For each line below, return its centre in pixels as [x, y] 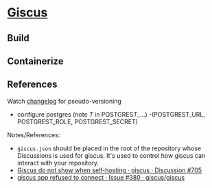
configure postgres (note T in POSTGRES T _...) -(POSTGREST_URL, [111, 114]
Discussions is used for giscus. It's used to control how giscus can [111, 155]
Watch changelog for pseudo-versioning [64, 101]
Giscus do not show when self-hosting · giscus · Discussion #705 [109, 170]
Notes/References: [34, 134]
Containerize [35, 61]
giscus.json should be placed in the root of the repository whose [109, 148]
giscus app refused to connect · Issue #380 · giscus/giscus [101, 177]
